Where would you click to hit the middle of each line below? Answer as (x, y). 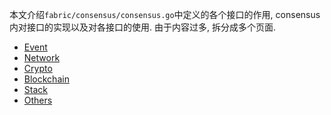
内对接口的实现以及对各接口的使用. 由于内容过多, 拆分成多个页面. (142, 27)
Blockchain (46, 79)
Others (38, 100)
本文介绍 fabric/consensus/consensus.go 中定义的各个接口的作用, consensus (165, 14)
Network (42, 57)
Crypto (38, 68)
